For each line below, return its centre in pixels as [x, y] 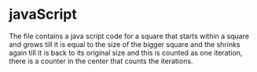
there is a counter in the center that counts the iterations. [101, 61]
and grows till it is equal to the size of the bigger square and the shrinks [125, 44]
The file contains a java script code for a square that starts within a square [129, 36]
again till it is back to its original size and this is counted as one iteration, [126, 52]
